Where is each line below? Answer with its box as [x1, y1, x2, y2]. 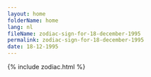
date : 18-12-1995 [7, 43, 59, 50]
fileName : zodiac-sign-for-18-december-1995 [7, 30, 141, 37]
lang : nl [7, 23, 33, 30]
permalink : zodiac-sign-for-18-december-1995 [7, 37, 144, 44]
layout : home [7, 10, 46, 18]
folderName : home [7, 17, 59, 24]
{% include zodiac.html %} [7, 63, 86, 71]
